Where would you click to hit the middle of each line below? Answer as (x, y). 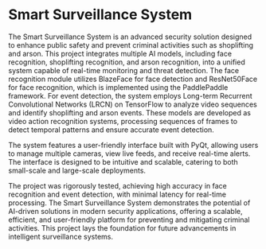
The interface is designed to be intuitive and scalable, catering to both (123, 161)
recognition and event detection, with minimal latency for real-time (117, 194)
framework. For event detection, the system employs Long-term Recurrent (130, 95)
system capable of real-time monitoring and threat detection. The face (124, 70)
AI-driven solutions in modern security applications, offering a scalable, (125, 211)
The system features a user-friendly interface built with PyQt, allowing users (133, 145)
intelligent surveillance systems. (61, 236)
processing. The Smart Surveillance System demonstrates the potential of (129, 202)
